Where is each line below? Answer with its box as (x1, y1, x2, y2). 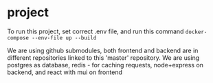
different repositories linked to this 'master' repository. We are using (7, 53, 200, 62)
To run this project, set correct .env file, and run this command (7, 27, 184, 35)
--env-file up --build (32, 34, 97, 41)
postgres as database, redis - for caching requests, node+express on (7, 61, 204, 69)
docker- (185, 29, 208, 35)
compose (7, 34, 30, 41)
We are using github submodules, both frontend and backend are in (7, 46, 199, 54)
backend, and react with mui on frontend (7, 68, 122, 76)
